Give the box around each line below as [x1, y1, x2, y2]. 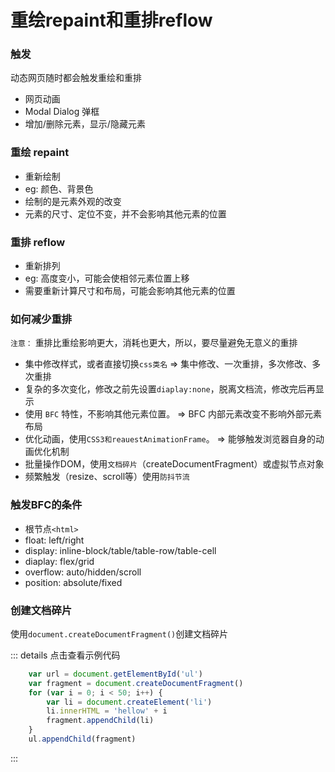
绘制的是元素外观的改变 [24, 195, 122, 207]
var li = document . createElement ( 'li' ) [46, 697, 213, 707]
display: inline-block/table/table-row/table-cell [24, 544, 217, 556]
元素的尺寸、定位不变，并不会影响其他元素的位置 [24, 207, 227, 220]
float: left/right [24, 534, 85, 546]
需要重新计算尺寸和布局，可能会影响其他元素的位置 [24, 285, 236, 297]
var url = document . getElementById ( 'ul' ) [28, 669, 203, 679]
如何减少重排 [10, 312, 73, 326]
